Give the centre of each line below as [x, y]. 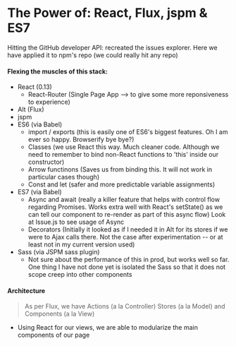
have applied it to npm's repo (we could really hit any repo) [93, 55]
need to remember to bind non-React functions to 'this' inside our [123, 155]
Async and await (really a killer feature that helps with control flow [124, 200]
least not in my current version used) [81, 244]
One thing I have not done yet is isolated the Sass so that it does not [127, 267]
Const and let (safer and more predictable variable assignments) [122, 184]
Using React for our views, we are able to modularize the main [108, 328]
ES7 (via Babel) [39, 192]
